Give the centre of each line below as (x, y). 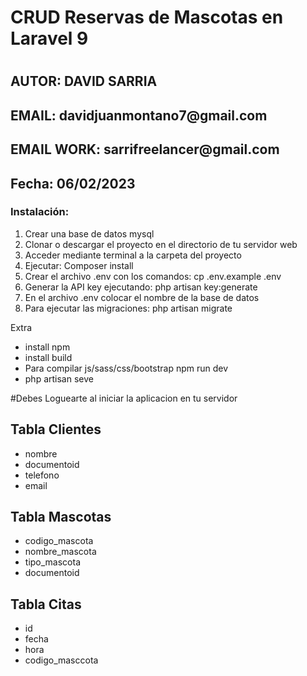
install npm (47, 347)
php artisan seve (59, 378)
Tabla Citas (46, 604)
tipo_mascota (53, 562)
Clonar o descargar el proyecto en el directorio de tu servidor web (161, 244)
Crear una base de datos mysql (89, 233)
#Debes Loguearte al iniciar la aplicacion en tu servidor (124, 398)
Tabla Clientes (56, 429)
